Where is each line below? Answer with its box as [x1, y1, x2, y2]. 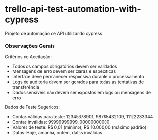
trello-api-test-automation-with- [5, 3, 141, 15]
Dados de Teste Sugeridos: [5, 105, 60, 110]
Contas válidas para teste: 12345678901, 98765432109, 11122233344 [12, 114, 153, 120]
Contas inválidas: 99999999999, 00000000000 [12, 119, 110, 125]
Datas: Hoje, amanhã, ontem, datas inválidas [12, 130, 102, 136]
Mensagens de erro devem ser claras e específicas [12, 69, 116, 74]
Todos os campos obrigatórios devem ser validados [12, 63, 117, 70]
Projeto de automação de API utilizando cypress [5, 30, 102, 36]
